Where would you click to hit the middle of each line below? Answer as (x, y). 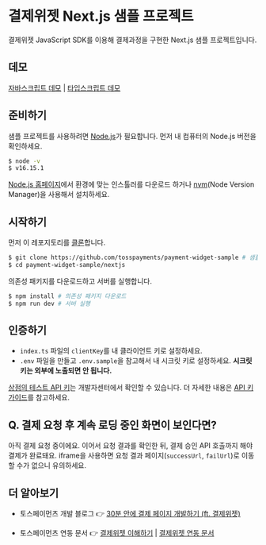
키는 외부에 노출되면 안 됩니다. (66, 371)
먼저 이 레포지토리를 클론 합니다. (57, 242)
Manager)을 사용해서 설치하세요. (59, 195)
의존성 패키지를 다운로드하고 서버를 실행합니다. (80, 281)
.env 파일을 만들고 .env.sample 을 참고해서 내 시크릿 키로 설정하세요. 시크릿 (136, 361)
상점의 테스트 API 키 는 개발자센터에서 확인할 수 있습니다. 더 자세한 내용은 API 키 (131, 388)
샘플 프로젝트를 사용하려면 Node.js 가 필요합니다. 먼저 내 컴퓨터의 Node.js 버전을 (133, 136)
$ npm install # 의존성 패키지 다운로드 (67, 296)
